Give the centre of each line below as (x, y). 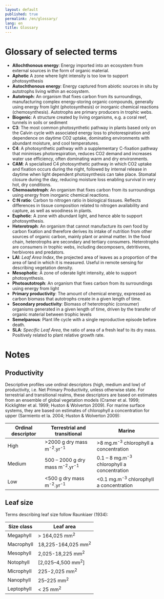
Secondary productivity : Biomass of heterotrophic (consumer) (76, 304)
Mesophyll (20, 553)
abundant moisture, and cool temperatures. (56, 143)
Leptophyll (20, 589)
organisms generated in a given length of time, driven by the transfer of (84, 309)
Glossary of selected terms (61, 52)
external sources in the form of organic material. (61, 71)
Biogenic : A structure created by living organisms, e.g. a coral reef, (80, 117)
